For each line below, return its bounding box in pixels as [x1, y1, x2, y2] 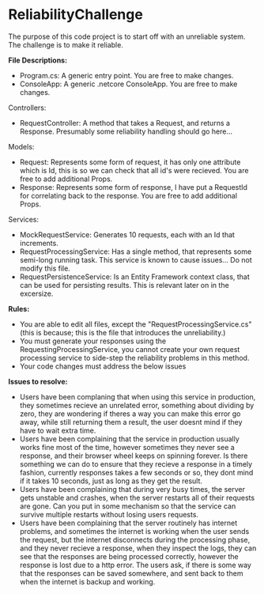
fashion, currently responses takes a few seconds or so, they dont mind [19, 467, 254, 477]
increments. [19, 238, 59, 248]
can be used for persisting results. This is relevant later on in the [19, 280, 229, 289]
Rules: [8, 304, 30, 313]
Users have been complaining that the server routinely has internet [19, 518, 238, 528]
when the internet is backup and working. [19, 577, 156, 586]
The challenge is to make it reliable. [8, 40, 124, 49]
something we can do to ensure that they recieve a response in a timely [19, 459, 253, 468]
